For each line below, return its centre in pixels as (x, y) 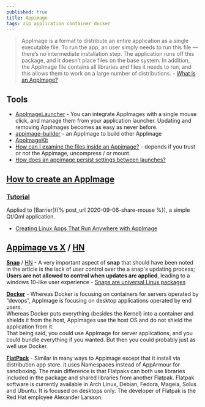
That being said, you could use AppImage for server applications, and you (99, 333)
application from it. (30, 327)
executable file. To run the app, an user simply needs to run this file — (110, 47)
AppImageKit (32, 140)
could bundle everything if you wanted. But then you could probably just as (101, 339)
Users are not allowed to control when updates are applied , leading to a (98, 275)
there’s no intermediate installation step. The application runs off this (108, 54)
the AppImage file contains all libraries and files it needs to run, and (106, 67)
